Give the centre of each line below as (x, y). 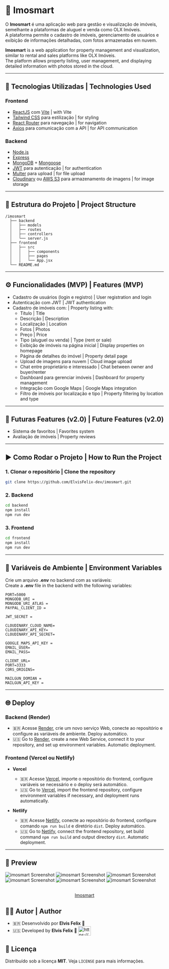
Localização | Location (44, 324)
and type (29, 399)
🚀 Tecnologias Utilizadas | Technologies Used (78, 87)
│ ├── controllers (31, 234)
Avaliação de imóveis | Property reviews (54, 437)
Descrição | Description (45, 318)
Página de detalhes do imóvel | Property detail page (74, 356)
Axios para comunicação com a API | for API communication (75, 128)
